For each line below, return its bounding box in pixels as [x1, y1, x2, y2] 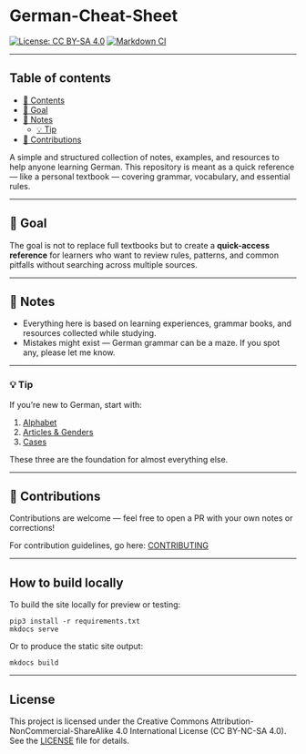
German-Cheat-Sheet [9, 5, 178, 26]
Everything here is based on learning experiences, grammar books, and [22, 318, 292, 329]
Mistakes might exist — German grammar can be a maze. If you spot [22, 338, 280, 349]
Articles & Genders [22, 426, 94, 437]
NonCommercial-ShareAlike [9, 726, 114, 737]
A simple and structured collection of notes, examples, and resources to [9, 151, 280, 162]
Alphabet [22, 416, 57, 428]
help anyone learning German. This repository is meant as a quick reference [9, 161, 295, 172]
